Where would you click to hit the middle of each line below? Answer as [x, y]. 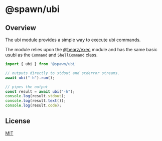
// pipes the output [27, 87]
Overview [21, 28]
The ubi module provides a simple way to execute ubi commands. [73, 40]
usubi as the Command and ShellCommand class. [51, 55]
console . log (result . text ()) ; [36, 101]
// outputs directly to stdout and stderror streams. [63, 73]
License [18, 121]
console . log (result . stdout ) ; [36, 96]
